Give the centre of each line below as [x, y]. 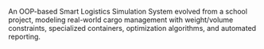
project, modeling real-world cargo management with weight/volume [121, 20]
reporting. [25, 36]
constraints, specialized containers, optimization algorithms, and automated [132, 28]
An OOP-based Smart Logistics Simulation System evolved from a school [128, 11]
